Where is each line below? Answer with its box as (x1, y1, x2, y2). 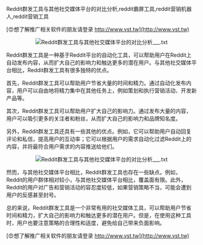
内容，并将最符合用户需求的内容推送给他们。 (6, 143, 118, 150)
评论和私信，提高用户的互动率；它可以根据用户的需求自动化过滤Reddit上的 (6, 136, 192, 142)
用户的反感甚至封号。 (6, 191, 59, 198)
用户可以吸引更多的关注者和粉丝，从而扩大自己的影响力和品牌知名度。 (6, 115, 181, 122)
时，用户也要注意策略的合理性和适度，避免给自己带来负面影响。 (6, 220, 165, 226)
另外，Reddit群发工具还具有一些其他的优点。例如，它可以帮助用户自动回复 (6, 128, 192, 135)
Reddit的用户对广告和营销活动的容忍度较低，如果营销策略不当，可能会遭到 (6, 184, 192, 191)
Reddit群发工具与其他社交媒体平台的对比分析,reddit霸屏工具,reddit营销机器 (6, 5, 192, 12)
